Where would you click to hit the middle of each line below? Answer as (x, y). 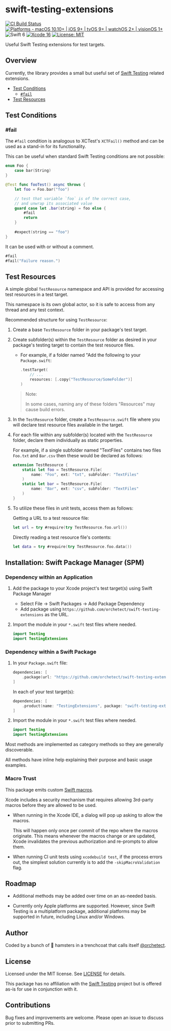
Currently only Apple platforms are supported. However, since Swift (84, 906)
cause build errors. (45, 409)
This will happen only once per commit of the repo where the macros (85, 830)
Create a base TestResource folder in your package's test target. (80, 330)
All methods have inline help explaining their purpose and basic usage (79, 760)
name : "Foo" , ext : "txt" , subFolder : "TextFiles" (85, 474)
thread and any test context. (35, 310)
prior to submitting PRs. (30, 1023)
